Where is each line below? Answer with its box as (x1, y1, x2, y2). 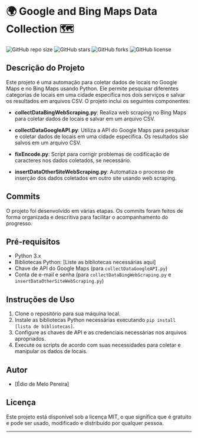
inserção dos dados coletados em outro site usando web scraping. (14, 174, 177, 182)
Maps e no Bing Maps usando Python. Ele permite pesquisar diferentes (6, 85, 179, 92)
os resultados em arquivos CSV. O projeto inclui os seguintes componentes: (6, 97, 190, 104)
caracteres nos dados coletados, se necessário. (14, 157, 131, 164)
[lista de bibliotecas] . (14, 322, 75, 330)
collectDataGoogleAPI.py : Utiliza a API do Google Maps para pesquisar (14, 126, 190, 133)
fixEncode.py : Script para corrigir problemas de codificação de (14, 150, 170, 157)
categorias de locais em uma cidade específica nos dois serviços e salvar (6, 91, 186, 98)
